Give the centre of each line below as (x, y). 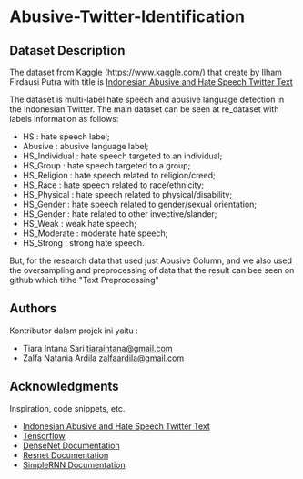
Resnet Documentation (66, 455)
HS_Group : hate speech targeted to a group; (106, 165)
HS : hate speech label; (66, 137)
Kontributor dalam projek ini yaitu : (74, 331)
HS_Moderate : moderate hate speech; (95, 233)
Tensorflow (44, 435)
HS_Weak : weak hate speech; (79, 224)
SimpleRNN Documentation (74, 464)
